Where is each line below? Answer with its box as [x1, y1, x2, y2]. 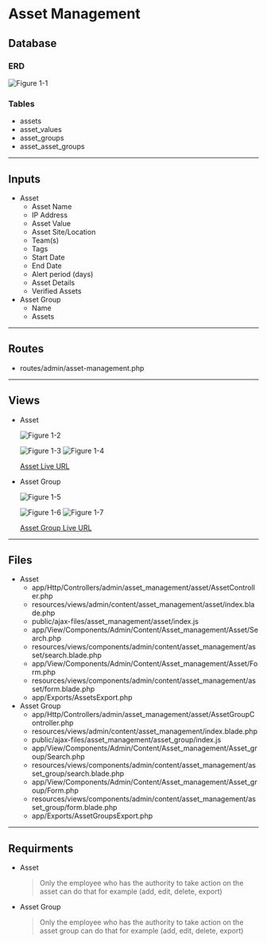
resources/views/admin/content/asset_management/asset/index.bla [31, 600, 255, 610]
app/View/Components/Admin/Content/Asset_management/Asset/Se [31, 625, 258, 635]
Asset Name [31, 201, 72, 211]
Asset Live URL [19, 461, 70, 470]
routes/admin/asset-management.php [19, 363, 145, 372]
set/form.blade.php [31, 684, 95, 694]
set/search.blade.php [31, 650, 102, 660]
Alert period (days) [31, 269, 94, 279]
